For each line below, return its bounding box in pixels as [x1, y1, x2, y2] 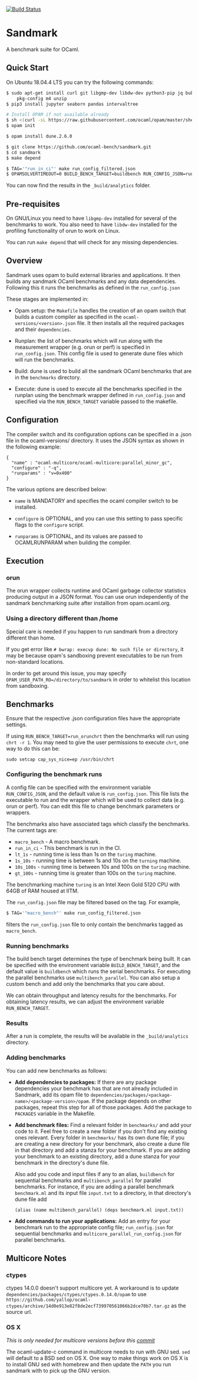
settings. [6, 721, 28, 728]
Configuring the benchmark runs [6, 770, 103, 778]
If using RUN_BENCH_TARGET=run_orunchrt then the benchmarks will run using [6, 733, 189, 740]
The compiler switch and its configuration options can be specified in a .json [6, 430, 192, 437]
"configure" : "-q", [11, 465, 62, 471]
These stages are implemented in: [6, 296, 89, 303]
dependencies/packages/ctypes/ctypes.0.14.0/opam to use [6, 1291, 147, 1298]
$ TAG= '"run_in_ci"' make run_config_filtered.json [6, 165, 136, 171]
